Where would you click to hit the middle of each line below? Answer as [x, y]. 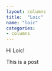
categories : [21, 28]
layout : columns [26, 12]
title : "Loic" [25, 17]
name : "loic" [22, 22]
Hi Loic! [15, 50]
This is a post [22, 62]
